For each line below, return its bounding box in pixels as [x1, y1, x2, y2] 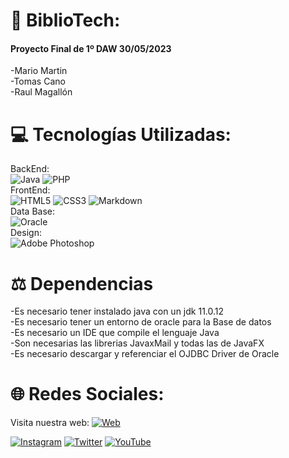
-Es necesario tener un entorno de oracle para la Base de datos [10, 316, 272, 328]
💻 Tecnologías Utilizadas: [10, 123, 232, 146]
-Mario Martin [10, 65, 68, 77]
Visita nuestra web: [10, 417, 90, 429]
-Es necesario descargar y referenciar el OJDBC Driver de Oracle [10, 348, 280, 360]
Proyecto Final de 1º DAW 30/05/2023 [10, 42, 172, 54]
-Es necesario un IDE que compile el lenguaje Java [10, 327, 220, 339]
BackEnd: [10, 163, 50, 175]
